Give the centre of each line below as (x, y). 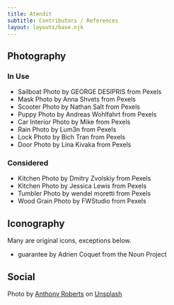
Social (21, 277)
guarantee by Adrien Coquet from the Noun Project (92, 255)
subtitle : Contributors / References (63, 21)
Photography (37, 56)
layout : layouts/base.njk (45, 27)
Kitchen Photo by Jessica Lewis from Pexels (82, 186)
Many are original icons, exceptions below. (70, 241)
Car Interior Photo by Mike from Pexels (74, 122)
